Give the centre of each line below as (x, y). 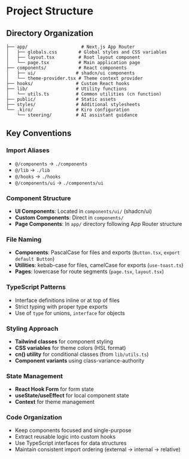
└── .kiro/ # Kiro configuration (68, 110)
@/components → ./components (51, 164)
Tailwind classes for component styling (64, 341)
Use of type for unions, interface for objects (70, 313)
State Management (35, 376)
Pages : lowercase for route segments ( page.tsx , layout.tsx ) (89, 271)
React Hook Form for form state (54, 389)
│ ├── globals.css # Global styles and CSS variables (87, 52)
